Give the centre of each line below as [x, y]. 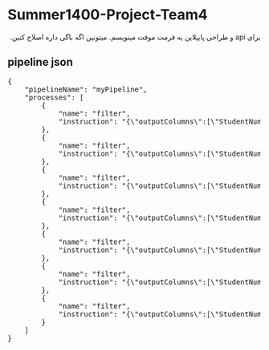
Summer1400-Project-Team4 [108, 15]
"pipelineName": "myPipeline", [86, 89]
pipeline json [41, 62]
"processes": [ [54, 97]
